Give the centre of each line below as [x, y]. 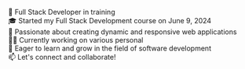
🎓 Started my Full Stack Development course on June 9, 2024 [110, 21]
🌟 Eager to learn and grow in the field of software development [110, 48]
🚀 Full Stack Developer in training [62, 12]
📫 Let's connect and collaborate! [62, 57]
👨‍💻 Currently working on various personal [76, 40]
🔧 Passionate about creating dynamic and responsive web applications [122, 32]
